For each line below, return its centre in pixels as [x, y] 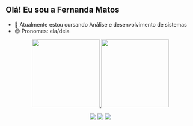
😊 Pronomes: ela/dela [42, 31]
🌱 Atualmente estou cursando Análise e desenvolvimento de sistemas [100, 24]
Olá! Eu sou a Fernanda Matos [63, 10]
